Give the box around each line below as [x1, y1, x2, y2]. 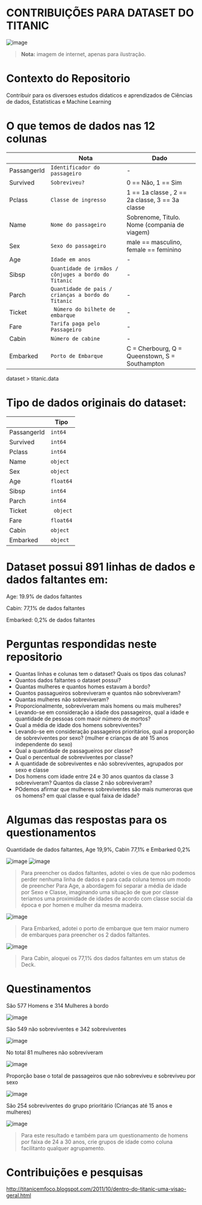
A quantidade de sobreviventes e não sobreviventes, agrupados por [14, 760, 183, 767]
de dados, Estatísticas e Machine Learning [6, 98, 112, 105]
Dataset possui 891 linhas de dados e [6, 560, 195, 573]
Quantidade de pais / [50, 285, 112, 292]
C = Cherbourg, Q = [126, 344, 182, 352]
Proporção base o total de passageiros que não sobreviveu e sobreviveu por [6, 1072, 196, 1079]
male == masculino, [126, 238, 182, 246]
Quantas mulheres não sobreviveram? [14, 696, 109, 703]
